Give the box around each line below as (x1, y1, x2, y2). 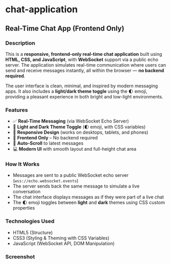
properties (12, 205, 35, 211)
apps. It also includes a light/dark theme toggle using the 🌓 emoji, (5, 88, 148, 94)
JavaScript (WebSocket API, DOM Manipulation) (12, 240, 115, 247)
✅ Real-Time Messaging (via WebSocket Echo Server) (12, 118, 129, 124)
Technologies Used (5, 218, 55, 225)
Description (5, 39, 35, 47)
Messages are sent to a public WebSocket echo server (12, 172, 129, 178)
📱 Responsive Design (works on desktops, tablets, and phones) (12, 129, 148, 135)
